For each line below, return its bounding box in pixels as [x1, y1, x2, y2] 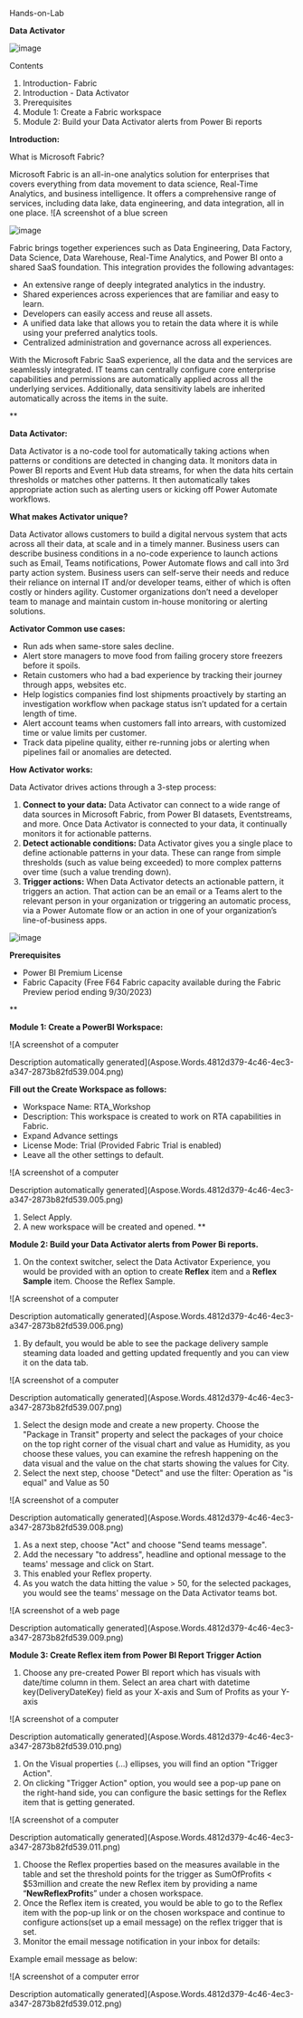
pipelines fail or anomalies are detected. [22, 747, 172, 757]
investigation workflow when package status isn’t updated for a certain [22, 699, 288, 709]
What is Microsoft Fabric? [9, 151, 105, 162]
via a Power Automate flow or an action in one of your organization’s [22, 905, 278, 915]
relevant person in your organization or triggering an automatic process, [22, 895, 291, 906]
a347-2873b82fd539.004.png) [9, 1066, 124, 1076]
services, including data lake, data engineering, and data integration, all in [9, 198, 285, 208]
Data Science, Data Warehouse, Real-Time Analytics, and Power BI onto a [9, 253, 283, 263]
